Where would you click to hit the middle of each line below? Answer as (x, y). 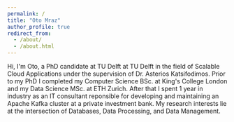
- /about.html (34, 46)
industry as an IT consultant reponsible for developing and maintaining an (113, 96)
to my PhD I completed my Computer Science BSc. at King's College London (117, 81)
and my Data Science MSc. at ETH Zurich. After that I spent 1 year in (105, 89)
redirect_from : (29, 33)
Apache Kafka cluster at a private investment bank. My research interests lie (117, 103)
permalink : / (26, 14)
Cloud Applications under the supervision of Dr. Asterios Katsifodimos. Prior (116, 74)
